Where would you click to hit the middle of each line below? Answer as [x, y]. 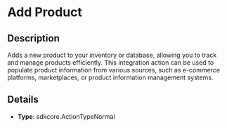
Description [33, 38]
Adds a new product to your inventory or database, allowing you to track [112, 55]
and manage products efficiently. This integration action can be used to [111, 63]
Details [23, 100]
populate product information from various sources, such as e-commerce [113, 70]
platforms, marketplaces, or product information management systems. [110, 77]
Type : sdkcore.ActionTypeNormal [66, 116]
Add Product [45, 12]
